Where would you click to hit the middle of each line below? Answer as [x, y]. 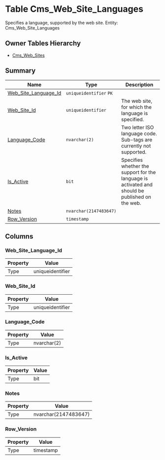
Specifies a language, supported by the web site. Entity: [62, 23]
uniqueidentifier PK [89, 93]
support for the [138, 172]
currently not [136, 146]
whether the [135, 166]
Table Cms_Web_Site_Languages [74, 9]
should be [133, 190]
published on [136, 197]
